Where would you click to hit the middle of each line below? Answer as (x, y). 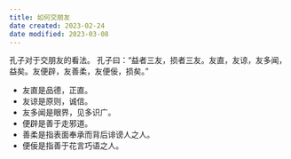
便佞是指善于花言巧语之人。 (73, 146)
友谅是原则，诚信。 (57, 101)
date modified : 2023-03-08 (59, 34)
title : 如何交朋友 (40, 17)
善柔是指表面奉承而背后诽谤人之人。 (88, 135)
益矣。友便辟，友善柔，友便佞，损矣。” (79, 71)
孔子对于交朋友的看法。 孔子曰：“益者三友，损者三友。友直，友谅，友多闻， (148, 60)
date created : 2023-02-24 (57, 26)
